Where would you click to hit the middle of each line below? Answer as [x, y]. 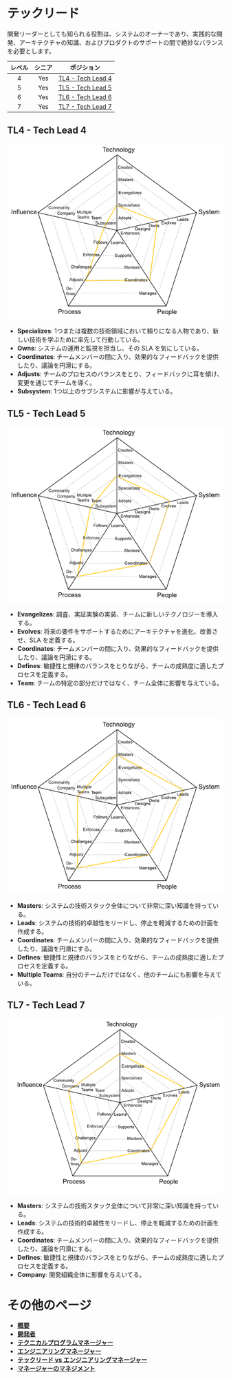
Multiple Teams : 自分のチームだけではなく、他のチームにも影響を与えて [119, 975]
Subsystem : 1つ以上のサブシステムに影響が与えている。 [97, 391]
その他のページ [49, 1305]
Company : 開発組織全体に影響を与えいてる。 [81, 1275]
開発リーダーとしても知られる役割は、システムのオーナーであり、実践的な [112, 34]
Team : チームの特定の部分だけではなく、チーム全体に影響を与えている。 [120, 683]
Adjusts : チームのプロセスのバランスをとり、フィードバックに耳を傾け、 [120, 374]
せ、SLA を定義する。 [48, 640]
